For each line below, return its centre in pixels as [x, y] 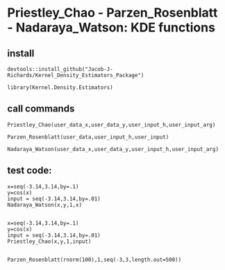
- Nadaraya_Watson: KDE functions [111, 27]
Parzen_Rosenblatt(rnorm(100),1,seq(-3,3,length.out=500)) [94, 260]
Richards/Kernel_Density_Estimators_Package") [76, 75]
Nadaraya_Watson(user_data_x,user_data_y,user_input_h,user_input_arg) [113, 149]
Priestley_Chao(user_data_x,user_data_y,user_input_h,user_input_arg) [111, 125]
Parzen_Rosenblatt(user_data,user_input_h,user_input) [88, 137]
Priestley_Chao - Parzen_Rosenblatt [112, 13]
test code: [30, 171]
